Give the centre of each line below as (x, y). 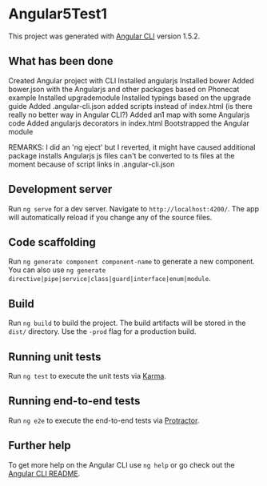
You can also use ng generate (57, 270)
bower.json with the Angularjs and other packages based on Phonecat (124, 89)
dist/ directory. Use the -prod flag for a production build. (102, 331)
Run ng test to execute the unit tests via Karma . (87, 376)
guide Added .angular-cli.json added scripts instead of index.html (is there (131, 106)
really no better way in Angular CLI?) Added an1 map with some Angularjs (129, 114)
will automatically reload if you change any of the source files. (110, 217)
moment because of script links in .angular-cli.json (92, 164)
